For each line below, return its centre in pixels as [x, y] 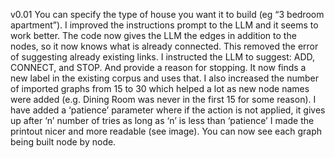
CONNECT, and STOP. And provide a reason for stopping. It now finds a [158, 67]
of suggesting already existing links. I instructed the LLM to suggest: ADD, [163, 57]
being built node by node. [63, 142]
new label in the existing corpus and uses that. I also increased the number [164, 78]
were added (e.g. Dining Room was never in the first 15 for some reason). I [163, 99]
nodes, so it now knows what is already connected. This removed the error [164, 46]
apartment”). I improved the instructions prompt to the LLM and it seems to [164, 25]
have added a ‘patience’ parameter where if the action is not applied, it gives [168, 110]
